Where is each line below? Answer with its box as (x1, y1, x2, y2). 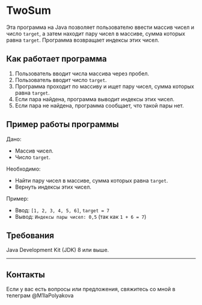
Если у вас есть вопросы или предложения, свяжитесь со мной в (6, 286, 176, 293)
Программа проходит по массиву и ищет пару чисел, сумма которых (14, 83, 194, 90)
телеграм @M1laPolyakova (6, 292, 74, 299)
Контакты (6, 269, 45, 280)
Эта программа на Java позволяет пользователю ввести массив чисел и (6, 24, 194, 31)
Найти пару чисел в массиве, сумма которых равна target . (14, 177, 168, 184)
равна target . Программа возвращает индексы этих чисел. (6, 36, 159, 43)
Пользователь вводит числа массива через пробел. (14, 70, 149, 77)
